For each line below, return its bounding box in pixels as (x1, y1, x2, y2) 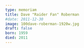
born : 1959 (5, 30, 28, 35)
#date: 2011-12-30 (5, 16, 43, 21)
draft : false (5, 26, 32, 31)
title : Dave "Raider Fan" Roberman (5, 12, 79, 17)
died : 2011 (5, 35, 28, 40)
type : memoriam (5, 7, 37, 12)
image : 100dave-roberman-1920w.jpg (5, 21, 79, 26)
